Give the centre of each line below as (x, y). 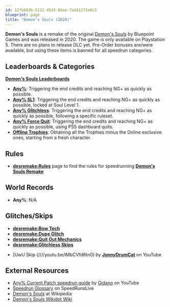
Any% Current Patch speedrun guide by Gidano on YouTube (76, 283)
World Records (29, 188)
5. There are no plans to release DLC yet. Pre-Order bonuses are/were (79, 45)
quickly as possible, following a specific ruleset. (63, 116)
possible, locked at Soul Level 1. (46, 105)
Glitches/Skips (29, 216)
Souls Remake (28, 171)
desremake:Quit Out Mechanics (47, 239)
